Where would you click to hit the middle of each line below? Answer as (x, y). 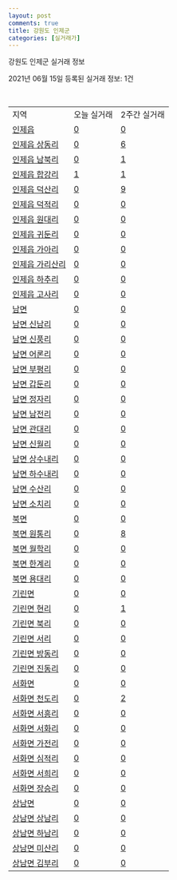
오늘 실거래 (93, 115)
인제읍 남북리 (35, 160)
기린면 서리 (32, 639)
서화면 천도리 (35, 699)
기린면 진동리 (35, 669)
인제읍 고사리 (35, 295)
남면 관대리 (32, 430)
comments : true (33, 23)
